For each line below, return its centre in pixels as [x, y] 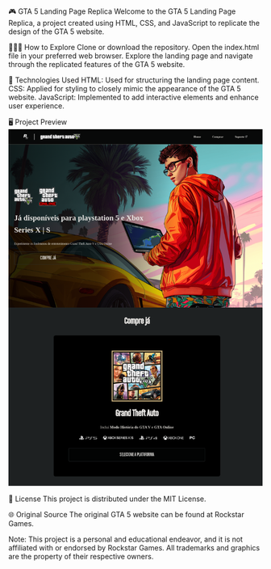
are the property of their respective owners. [81, 556]
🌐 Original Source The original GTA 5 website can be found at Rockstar [126, 514]
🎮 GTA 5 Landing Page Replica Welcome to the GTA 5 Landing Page [122, 11]
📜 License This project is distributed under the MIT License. [108, 499]
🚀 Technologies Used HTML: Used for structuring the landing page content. [134, 80]
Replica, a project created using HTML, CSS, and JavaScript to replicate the [134, 23]
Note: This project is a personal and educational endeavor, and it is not [126, 539]
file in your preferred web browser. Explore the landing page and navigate [131, 56]
